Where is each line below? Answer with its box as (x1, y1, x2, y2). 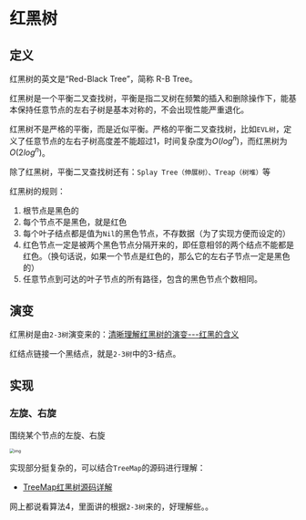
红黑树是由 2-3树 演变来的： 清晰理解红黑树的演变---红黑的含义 (9, 329, 240, 340)
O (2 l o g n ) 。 (9, 145, 50, 158)
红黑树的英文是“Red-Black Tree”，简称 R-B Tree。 (9, 74, 198, 84)
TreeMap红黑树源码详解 (22, 481, 113, 493)
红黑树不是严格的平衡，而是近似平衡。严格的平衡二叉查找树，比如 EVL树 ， (9, 124, 284, 134)
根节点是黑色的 (22, 205, 79, 216)
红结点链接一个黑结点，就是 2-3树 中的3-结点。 (9, 348, 181, 359)
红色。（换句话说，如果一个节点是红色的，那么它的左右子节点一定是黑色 (22, 251, 291, 262)
